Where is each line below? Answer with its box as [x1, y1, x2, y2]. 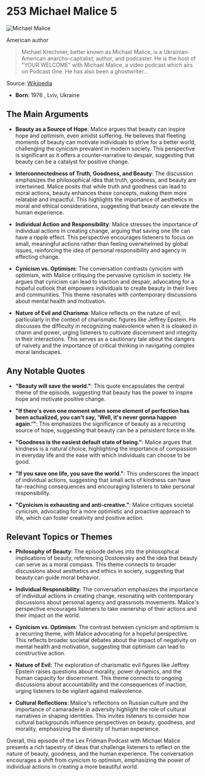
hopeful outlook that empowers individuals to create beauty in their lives [15, 284, 198, 292]
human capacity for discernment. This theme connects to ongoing [15, 674, 182, 682]
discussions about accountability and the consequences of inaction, [15, 681, 188, 689]
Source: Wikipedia [6, 79, 53, 87]
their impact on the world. [15, 612, 81, 619]
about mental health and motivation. [15, 297, 106, 305]
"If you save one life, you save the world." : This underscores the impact [15, 470, 199, 477]
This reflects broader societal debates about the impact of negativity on [15, 637, 197, 644]
